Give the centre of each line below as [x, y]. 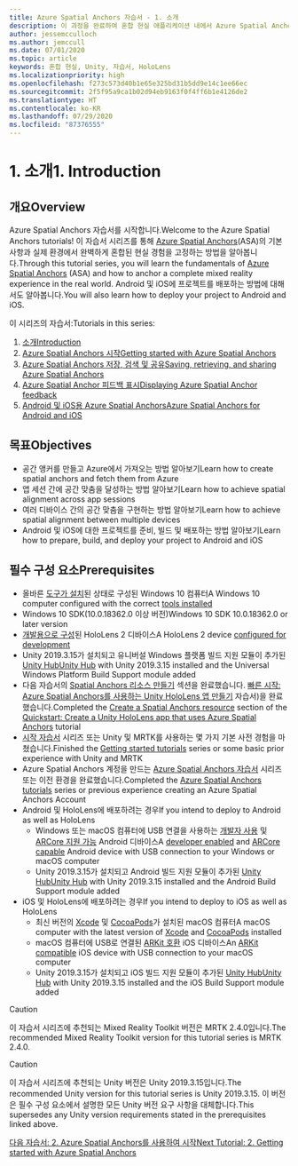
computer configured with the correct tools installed [117, 603]
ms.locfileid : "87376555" [57, 125]
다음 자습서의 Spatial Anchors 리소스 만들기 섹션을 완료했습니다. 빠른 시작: [151, 685]
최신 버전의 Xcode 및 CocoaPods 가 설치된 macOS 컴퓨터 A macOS [153, 922]
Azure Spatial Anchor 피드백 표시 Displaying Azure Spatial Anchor [140, 385]
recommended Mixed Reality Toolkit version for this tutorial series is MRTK [145, 1037]
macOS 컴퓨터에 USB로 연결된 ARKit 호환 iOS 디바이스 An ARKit [147, 942]
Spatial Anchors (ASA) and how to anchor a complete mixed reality [131, 273]
